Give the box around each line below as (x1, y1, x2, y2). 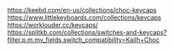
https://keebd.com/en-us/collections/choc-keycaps (7, 6, 157, 14)
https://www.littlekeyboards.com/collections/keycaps (7, 13, 161, 22)
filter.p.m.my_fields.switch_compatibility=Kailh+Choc (7, 36, 160, 44)
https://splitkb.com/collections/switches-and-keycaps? (7, 28, 167, 36)
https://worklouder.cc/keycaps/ (7, 21, 98, 29)
